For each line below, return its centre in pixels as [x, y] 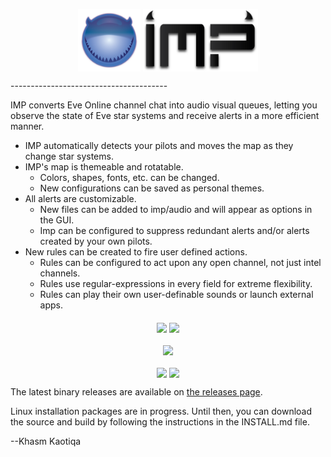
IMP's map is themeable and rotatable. [104, 167]
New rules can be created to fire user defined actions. [136, 252]
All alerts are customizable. [80, 198]
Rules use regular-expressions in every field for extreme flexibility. [176, 283]
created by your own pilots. [96, 241]
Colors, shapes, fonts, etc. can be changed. [129, 177]
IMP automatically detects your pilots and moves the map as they [159, 145]
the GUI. [57, 220]
